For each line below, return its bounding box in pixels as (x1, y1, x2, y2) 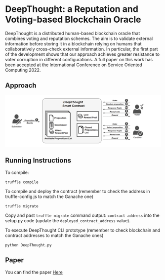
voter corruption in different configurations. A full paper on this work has (5, 56, 153, 62)
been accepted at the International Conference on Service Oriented (5, 62, 142, 68)
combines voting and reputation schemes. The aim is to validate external (5, 36, 153, 41)
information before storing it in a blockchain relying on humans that (5, 40, 142, 46)
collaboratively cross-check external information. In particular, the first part (5, 46, 158, 52)
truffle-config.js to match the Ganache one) (5, 194, 94, 200)
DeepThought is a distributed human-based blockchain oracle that (5, 30, 140, 36)
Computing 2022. (5, 67, 41, 73)
